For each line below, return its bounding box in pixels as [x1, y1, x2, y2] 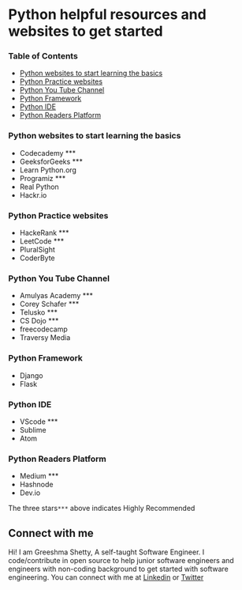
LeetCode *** [19, 236, 65, 246]
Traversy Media [19, 333, 71, 342]
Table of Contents [8, 51, 79, 62]
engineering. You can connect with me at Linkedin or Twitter [8, 573, 204, 582]
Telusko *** [19, 308, 58, 317]
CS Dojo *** [19, 316, 59, 326]
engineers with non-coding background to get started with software [8, 564, 229, 574]
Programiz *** [19, 173, 66, 183]
